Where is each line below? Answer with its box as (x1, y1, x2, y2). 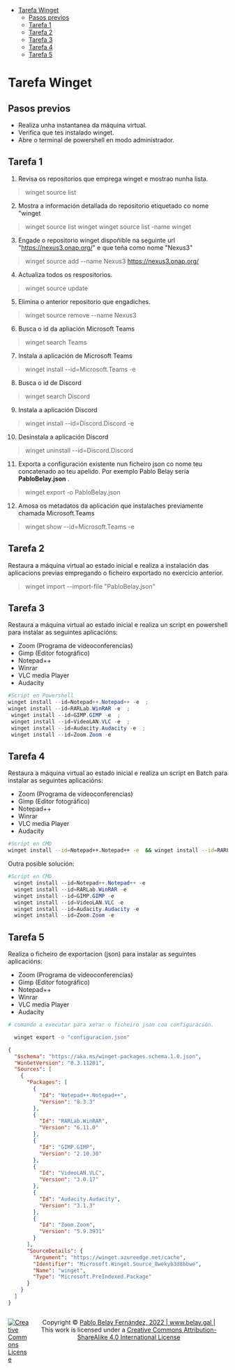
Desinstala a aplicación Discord (17, 432, 109, 441)
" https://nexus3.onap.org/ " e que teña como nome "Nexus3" (17, 243, 193, 252)
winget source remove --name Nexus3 (24, 310, 137, 319)
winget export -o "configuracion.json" (14, 1034, 130, 1041)
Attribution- (183, 1325, 217, 1334)
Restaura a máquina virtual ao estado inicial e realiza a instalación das (8, 561, 209, 569)
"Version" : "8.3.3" (38, 1098, 96, 1105)
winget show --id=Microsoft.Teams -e (24, 522, 135, 531)
